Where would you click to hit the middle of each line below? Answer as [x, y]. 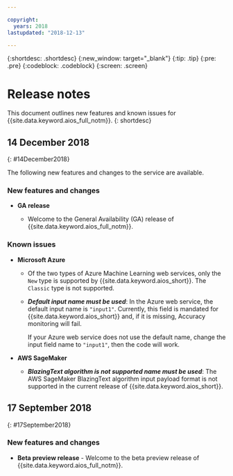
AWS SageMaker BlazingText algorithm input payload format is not [122, 379]
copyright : [23, 19]
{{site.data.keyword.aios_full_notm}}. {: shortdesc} [79, 121]
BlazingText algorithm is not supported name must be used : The [122, 371]
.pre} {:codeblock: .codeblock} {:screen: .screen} [77, 66]
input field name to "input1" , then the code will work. [104, 344]
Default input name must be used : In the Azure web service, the [120, 301]
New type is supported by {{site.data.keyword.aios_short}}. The [117, 280]
